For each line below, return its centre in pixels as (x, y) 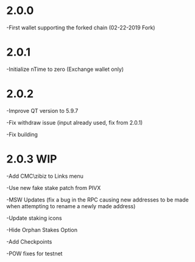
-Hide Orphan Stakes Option (42, 230)
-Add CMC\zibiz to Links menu (45, 176)
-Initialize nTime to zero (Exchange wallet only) (65, 69)
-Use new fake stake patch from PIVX (54, 187)
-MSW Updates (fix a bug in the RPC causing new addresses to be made (97, 200)
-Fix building (22, 134)
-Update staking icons (34, 218)
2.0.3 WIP (32, 159)
